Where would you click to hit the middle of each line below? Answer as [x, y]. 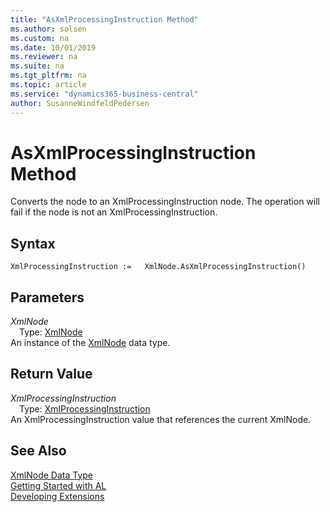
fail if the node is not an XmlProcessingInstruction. [114, 212]
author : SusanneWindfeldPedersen [80, 103]
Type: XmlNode [51, 332]
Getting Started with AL [58, 485]
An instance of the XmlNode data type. [90, 343]
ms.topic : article [48, 85]
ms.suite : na [37, 66]
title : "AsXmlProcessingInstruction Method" [104, 19]
